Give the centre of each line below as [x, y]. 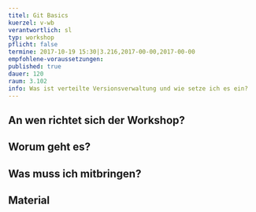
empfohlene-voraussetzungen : [56, 60]
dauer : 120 [26, 74]
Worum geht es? [49, 147]
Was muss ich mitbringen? [75, 174]
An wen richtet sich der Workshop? [96, 120]
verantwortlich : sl [40, 30]
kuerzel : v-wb [32, 23]
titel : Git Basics [38, 15]
